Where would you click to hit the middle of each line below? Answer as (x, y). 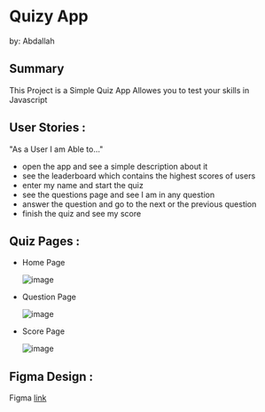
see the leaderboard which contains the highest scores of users (139, 176)
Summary (37, 69)
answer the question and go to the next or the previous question (139, 204)
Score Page (43, 331)
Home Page (43, 263)
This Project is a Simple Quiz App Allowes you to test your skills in (129, 90)
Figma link (28, 398)
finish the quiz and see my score (82, 213)
